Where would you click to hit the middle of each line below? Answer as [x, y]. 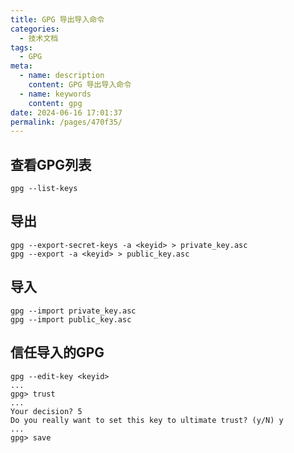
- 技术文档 [39, 38]
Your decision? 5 [46, 411]
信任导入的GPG [57, 352]
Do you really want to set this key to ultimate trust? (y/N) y [147, 420]
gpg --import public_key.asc [71, 319]
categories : [35, 29]
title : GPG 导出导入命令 [57, 19]
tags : [21, 47]
